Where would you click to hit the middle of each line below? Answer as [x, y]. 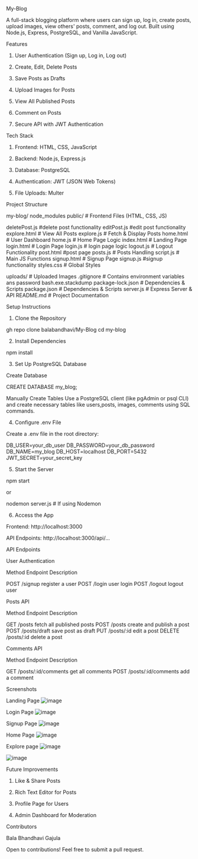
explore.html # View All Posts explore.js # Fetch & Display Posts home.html [97, 234]
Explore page [22, 746]
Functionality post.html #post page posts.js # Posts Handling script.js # [93, 252]
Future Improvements [32, 769]
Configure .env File [38, 422]
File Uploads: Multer [39, 193]
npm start [18, 481]
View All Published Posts [45, 101]
